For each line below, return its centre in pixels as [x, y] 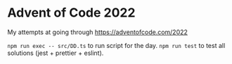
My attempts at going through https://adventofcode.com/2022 [98, 32]
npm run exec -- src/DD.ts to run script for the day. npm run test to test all [116, 45]
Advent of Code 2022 [71, 13]
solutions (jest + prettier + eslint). [56, 53]
